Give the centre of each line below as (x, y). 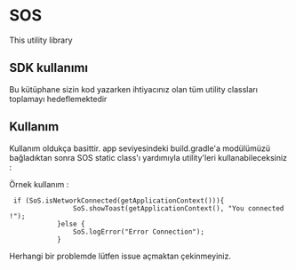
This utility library (41, 40)
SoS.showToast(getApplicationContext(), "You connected (178, 208)
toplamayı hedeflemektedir (58, 99)
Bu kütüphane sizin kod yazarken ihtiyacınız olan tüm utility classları (133, 89)
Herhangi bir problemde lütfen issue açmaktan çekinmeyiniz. (120, 256)
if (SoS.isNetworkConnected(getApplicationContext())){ (119, 201)
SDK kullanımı (49, 68)
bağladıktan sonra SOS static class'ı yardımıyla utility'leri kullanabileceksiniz (148, 157)
